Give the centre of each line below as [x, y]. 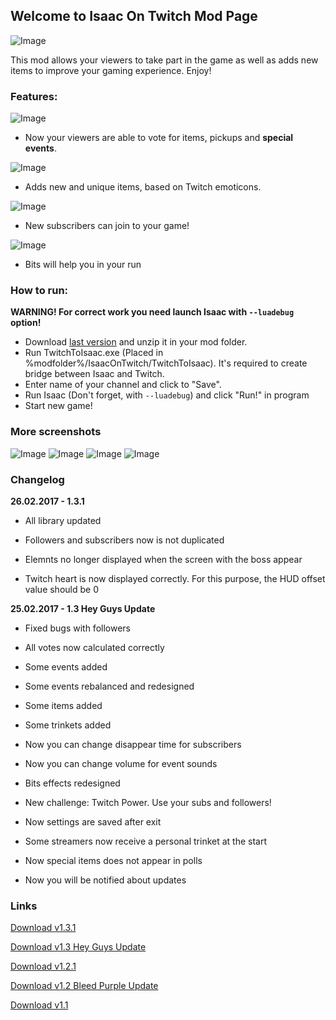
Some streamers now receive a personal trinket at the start [146, 841]
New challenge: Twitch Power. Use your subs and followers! [148, 802]
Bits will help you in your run [83, 265]
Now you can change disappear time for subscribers [133, 744]
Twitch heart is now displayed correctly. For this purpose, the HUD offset [175, 578]
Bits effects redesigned [72, 783]
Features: [34, 96]
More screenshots [56, 432]
